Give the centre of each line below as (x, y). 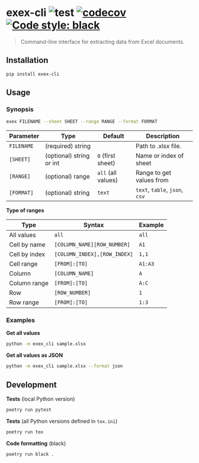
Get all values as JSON (35, 355)
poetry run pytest (29, 410)
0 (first (106, 156)
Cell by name (27, 245)
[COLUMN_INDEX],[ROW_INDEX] (94, 254)
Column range (29, 283)
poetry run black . (30, 454)
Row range (24, 302)
